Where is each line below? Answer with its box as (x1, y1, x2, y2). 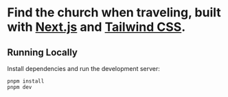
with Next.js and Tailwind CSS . (7, 19, 186, 35)
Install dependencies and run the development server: (7, 65, 160, 72)
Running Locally (7, 46, 78, 58)
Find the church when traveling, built (7, 5, 221, 20)
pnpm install (7, 78, 45, 85)
